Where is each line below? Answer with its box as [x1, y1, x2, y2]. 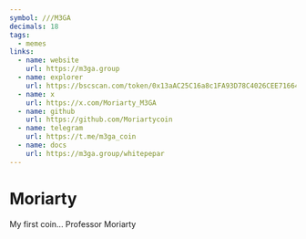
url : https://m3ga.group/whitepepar [25, 149, 166, 158]
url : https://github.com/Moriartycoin [25, 115, 173, 124]
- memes [17, 38, 47, 48]
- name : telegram [17, 124, 84, 133]
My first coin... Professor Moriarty [9, 218, 137, 229]
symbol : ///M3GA [9, 13, 71, 23]
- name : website [17, 56, 79, 65]
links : [9, 47, 35, 57]
